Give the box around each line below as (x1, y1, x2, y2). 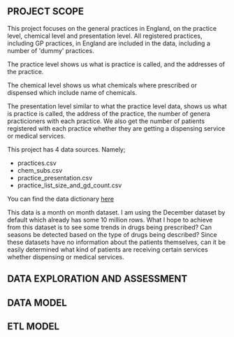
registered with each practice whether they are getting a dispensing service (7, 124, 226, 132)
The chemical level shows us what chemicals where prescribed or (7, 80, 198, 89)
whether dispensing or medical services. (7, 252, 124, 261)
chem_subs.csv (17, 166, 63, 174)
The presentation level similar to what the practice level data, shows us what (7, 101, 227, 110)
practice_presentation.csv (17, 173, 93, 182)
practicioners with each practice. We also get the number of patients (7, 117, 205, 125)
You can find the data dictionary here (7, 194, 114, 203)
